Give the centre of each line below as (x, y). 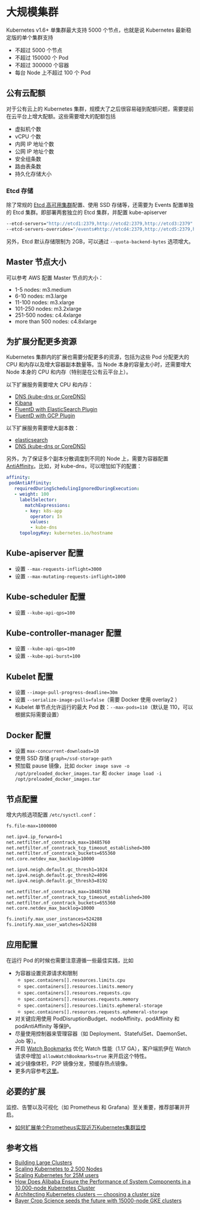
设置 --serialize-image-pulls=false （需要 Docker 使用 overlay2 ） (97, 699)
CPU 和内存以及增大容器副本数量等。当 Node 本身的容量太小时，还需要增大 (99, 365)
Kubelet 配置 (30, 676)
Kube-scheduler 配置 (46, 597)
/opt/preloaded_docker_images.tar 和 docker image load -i (88, 773)
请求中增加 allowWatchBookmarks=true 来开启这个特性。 (82, 1056)
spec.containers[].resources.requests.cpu (77, 993)
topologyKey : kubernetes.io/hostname (66, 533)
